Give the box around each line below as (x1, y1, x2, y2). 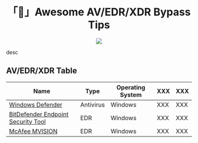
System (120, 91, 142, 99)
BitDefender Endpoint (9, 110, 69, 118)
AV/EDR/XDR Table (6, 66, 78, 76)
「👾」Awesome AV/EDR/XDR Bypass (7, 5, 191, 19)
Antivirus (80, 101, 105, 109)
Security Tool (9, 117, 46, 125)
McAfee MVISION (9, 127, 58, 135)
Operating (116, 83, 146, 91)
